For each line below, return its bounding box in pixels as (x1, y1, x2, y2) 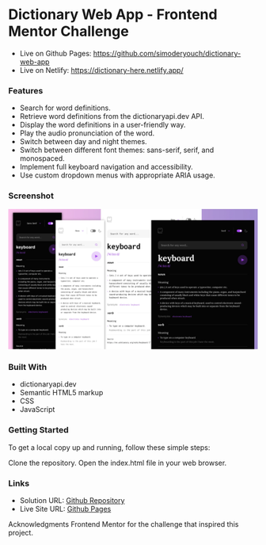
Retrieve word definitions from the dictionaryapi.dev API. (19, 112, 204, 121)
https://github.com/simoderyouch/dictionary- (93, 48, 241, 58)
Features (8, 85, 44, 96)
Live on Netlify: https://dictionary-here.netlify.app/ (19, 65, 184, 74)
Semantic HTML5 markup (19, 388, 104, 398)
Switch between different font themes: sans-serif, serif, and (19, 145, 215, 155)
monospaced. (19, 154, 65, 163)
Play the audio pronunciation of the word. (19, 128, 155, 138)
